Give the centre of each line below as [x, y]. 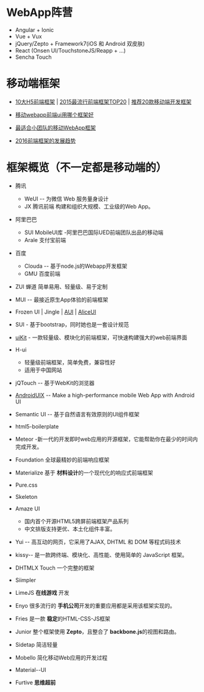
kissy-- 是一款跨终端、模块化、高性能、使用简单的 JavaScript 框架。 [101, 554]
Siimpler [26, 580]
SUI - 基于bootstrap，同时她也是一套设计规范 [72, 324]
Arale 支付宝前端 [45, 240]
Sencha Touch [33, 57]
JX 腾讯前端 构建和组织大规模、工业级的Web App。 [89, 206]
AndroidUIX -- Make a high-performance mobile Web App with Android [105, 395]
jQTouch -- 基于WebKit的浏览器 [55, 383]
